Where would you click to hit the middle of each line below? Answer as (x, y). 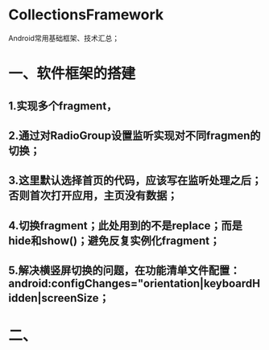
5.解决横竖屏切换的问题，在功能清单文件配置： (124, 271)
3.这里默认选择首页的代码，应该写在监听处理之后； (135, 181)
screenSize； (76, 298)
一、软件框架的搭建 (72, 74)
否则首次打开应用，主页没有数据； (93, 196)
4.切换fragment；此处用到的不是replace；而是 (126, 226)
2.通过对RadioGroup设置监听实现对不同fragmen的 (134, 136)
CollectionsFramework (86, 15)
